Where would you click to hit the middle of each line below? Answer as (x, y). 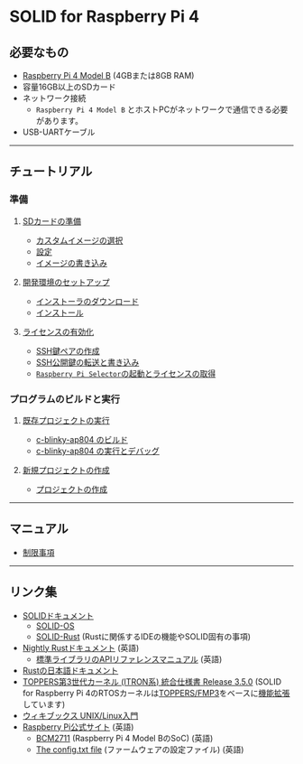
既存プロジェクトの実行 (66, 420)
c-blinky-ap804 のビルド (82, 439)
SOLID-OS (55, 626)
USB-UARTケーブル (59, 132)
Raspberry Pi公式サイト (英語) (78, 727)
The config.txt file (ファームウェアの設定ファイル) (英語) (140, 749)
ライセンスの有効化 (58, 331)
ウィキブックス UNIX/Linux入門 (80, 715)
